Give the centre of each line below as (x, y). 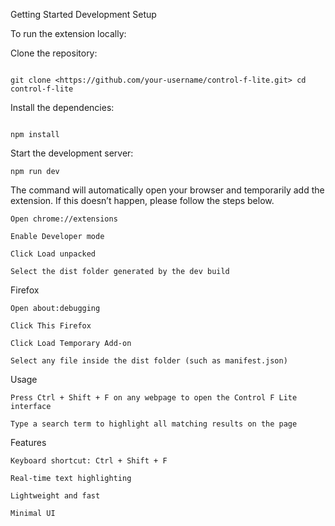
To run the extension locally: (68, 33)
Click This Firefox (51, 326)
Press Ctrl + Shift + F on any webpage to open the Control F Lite (154, 398)
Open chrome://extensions (64, 219)
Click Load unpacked (53, 254)
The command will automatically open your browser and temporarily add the (167, 190)
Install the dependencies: (62, 107)
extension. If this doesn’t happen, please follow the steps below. (142, 200)
